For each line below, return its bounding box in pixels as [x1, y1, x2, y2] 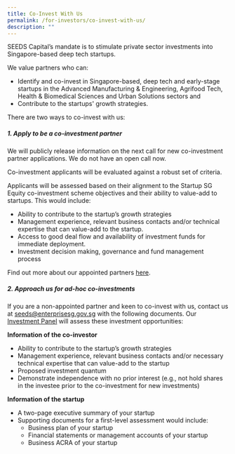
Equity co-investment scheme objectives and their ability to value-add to [7, 189, 217, 197]
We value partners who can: [7, 64, 89, 72]
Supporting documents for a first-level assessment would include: [17, 416, 208, 425]
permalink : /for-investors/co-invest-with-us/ [7, 17, 146, 24]
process [17, 255, 41, 263]
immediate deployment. [17, 240, 86, 248]
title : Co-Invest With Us [7, 10, 83, 18]
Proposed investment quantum [17, 366, 107, 375]
